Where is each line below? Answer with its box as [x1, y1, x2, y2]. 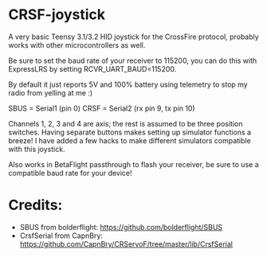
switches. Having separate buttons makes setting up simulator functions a [8, 127, 252, 137]
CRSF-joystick [8, 6, 106, 24]
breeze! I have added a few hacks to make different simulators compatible [8, 135, 251, 145]
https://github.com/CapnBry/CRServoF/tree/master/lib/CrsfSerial [19, 239, 234, 248]
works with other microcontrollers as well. [8, 40, 146, 49]
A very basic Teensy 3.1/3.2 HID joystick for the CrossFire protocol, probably [8, 32, 259, 41]
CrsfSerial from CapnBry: [19, 231, 104, 240]
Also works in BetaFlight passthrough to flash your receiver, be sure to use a [8, 159, 259, 169]
